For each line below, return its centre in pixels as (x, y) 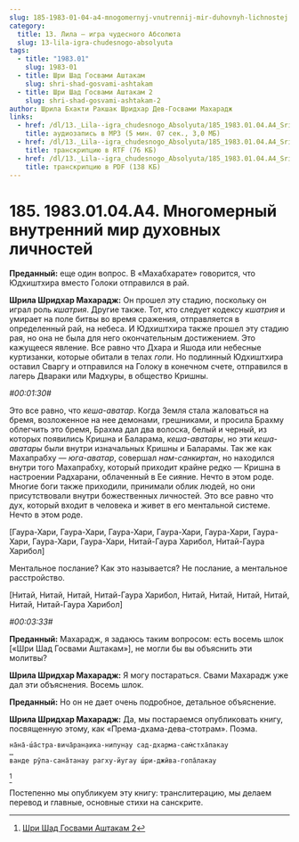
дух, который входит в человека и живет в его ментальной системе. (140, 506)
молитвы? (28, 658)
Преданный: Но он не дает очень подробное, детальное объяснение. (143, 702)
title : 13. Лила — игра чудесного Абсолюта (99, 34)
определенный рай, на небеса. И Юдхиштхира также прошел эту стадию (149, 329)
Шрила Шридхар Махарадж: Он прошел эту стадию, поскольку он (138, 301)
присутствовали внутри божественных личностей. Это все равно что (141, 496)
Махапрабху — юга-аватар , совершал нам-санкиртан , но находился (142, 458)
